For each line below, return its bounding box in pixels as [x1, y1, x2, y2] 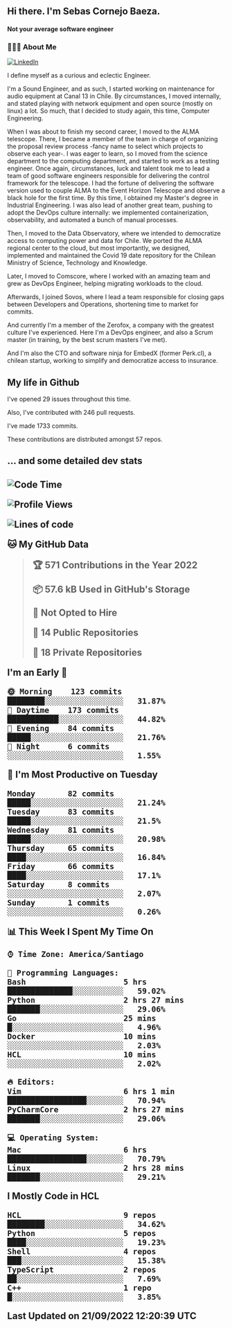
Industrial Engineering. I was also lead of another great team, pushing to [7, 201, 213, 210]
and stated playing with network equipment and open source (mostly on [7, 100, 213, 108]
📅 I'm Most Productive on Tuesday [7, 769, 158, 780]
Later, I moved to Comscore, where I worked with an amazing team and [7, 272, 211, 280]
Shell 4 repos [7, 1246, 157, 1256]
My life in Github [7, 377, 80, 388]
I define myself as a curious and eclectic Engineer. [7, 71, 151, 80]
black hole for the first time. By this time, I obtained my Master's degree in [7, 194, 218, 202]
